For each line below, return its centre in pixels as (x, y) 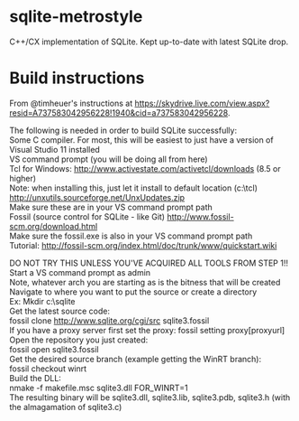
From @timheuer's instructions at (71, 103)
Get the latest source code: (60, 311)
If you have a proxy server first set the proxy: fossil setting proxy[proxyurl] (147, 330)
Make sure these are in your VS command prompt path (111, 207)
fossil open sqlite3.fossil (54, 349)
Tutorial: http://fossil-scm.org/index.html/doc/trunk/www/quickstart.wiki (143, 245)
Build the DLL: (35, 378)
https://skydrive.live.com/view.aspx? (202, 103)
